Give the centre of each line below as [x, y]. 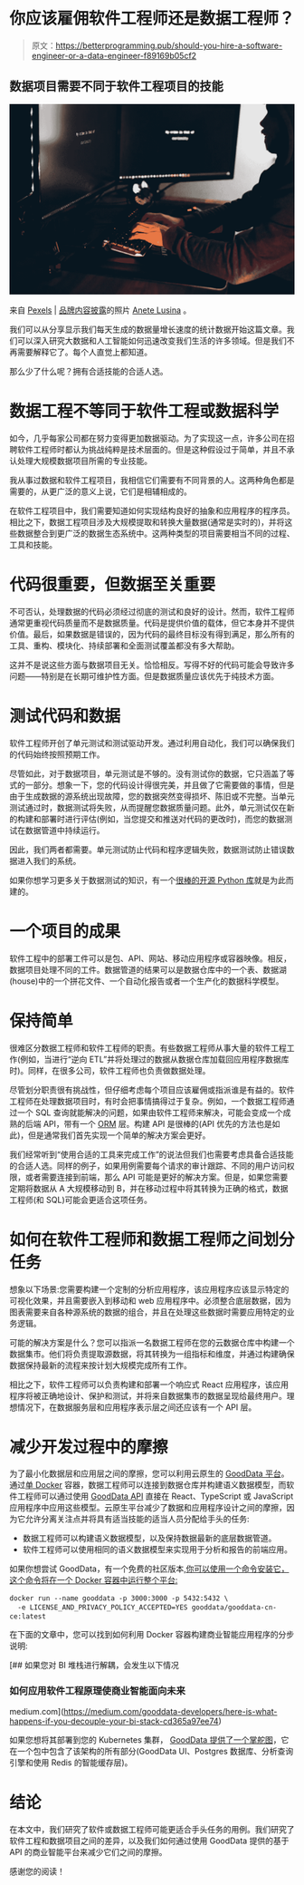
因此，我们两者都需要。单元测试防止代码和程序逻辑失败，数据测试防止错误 [148, 850]
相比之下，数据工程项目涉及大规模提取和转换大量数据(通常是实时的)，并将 [147, 521]
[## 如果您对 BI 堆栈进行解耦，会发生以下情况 [94, 1666]
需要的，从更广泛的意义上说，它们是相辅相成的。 [100, 491]
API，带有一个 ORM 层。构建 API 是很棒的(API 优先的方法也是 [158, 1123]
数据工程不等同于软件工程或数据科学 [144, 411]
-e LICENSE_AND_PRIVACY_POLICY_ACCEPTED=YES [103, 1608]
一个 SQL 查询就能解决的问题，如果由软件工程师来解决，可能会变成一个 [150, 1113]
